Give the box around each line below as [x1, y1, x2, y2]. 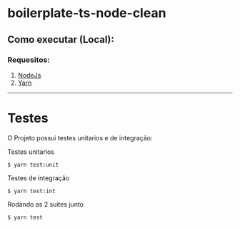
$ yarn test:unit [7, 161, 59, 168]
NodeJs [17, 71, 41, 79]
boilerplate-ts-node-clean [7, 5, 166, 21]
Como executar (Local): [7, 33, 114, 46]
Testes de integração [7, 173, 70, 182]
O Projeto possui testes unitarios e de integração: [7, 133, 153, 142]
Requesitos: [7, 55, 50, 65]
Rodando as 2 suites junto [7, 199, 84, 208]
